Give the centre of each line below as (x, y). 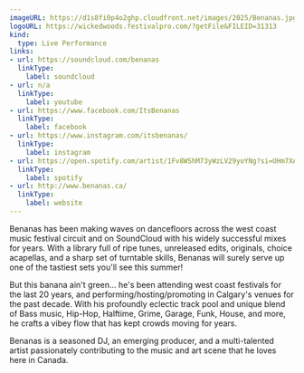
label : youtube (54, 102)
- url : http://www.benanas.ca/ (68, 186)
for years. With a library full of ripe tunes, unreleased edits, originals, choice (151, 248)
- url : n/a (30, 85)
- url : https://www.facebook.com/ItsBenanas (95, 110)
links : (22, 52)
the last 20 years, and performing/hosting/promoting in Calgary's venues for (152, 294)
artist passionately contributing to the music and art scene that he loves (143, 350)
